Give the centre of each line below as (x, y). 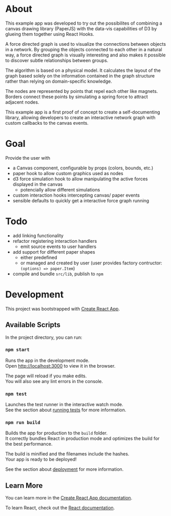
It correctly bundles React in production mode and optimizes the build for (82, 438)
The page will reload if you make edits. (46, 376)
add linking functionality (38, 235)
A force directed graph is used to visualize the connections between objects (86, 44)
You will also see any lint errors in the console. (54, 381)
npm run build (23, 423)
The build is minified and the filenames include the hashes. (67, 454)
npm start (17, 350)
